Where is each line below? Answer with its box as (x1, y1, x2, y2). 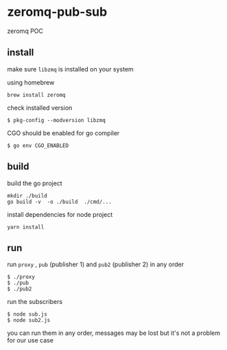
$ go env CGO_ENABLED (7, 142, 69, 149)
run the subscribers (7, 298, 63, 306)
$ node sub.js (7, 311, 48, 318)
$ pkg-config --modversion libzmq (7, 117, 106, 124)
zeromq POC (7, 27, 43, 35)
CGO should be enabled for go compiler (7, 128, 120, 137)
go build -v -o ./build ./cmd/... (7, 198, 112, 205)
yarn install (7, 224, 45, 231)
